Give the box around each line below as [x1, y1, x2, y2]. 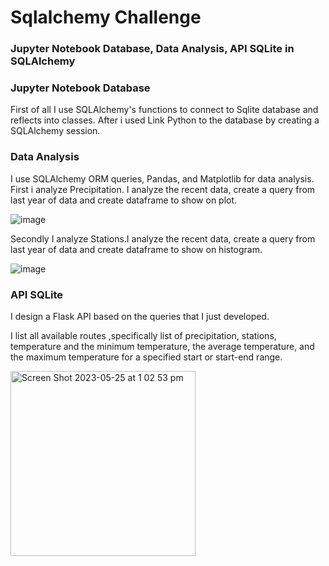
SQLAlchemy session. [10, 125, 101, 137]
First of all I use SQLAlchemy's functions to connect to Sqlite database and [10, 104, 319, 116]
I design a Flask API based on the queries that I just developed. [10, 311, 270, 322]
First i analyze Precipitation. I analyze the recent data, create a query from [10, 183, 316, 195]
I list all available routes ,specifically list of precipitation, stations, [10, 330, 277, 341]
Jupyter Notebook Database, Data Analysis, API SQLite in [10, 42, 295, 56]
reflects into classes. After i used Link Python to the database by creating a [10, 114, 320, 126]
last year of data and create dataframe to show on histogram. [10, 243, 263, 255]
